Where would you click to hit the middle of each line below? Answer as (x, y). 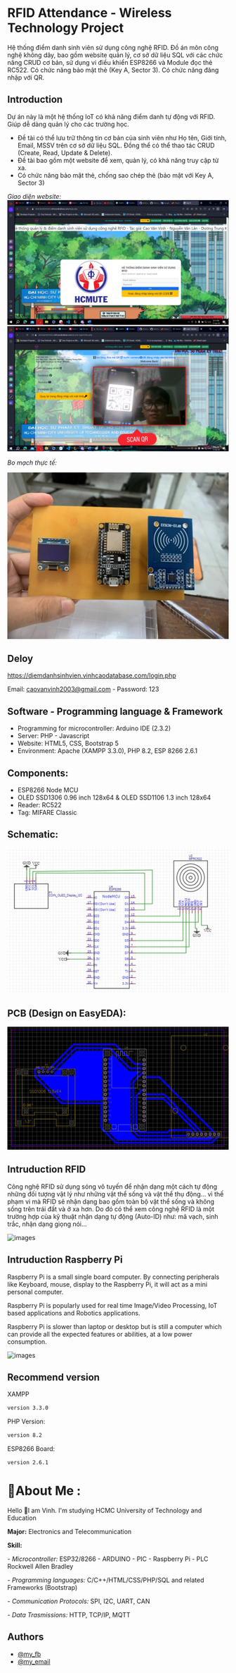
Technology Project (66, 28)
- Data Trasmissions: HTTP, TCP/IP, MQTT (69, 1614)
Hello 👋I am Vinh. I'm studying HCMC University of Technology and (105, 1510)
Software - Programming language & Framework (115, 711)
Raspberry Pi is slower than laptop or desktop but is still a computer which (115, 1326)
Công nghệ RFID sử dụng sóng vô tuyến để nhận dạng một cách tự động (112, 1187)
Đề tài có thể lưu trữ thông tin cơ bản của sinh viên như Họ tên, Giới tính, (122, 137)
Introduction (35, 100)
